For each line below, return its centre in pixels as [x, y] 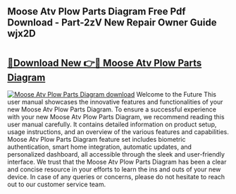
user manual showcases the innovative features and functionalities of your [115, 102]
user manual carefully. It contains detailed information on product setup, [112, 124]
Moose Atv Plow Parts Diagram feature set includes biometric [97, 139]
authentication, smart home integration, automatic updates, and [100, 147]
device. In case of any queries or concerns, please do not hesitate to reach [116, 177]
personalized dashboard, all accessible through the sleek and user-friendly [116, 154]
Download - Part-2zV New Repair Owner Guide [112, 23]
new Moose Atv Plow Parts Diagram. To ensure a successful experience [112, 109]
